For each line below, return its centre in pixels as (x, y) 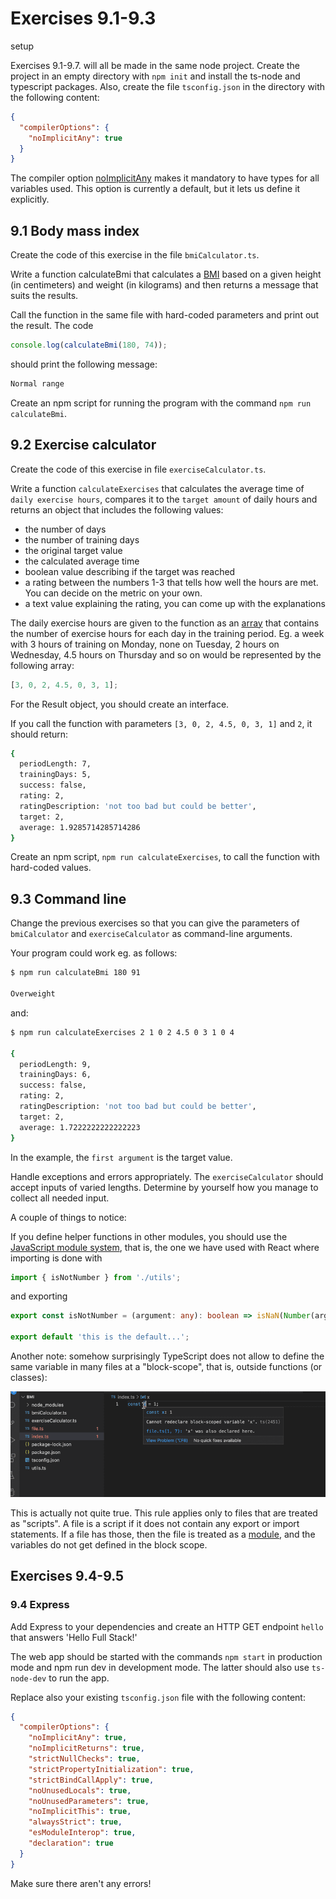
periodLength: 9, (55, 1064)
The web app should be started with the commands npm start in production (166, 1656)
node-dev (28, 1678)
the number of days (65, 529)
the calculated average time (82, 561)
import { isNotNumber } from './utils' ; (96, 1277)
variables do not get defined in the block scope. (109, 1544)
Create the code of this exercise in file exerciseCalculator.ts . (138, 469)
